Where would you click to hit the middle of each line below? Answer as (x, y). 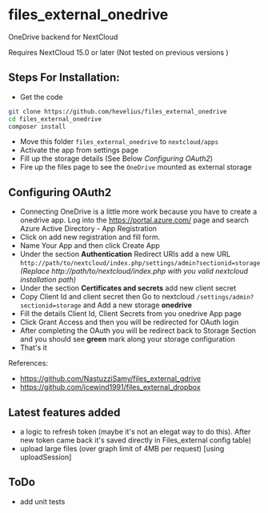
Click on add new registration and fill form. (90, 237)
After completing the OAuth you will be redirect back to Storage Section (138, 331)
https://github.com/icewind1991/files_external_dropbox (110, 387)
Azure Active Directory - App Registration (88, 229)
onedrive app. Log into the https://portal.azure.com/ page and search (134, 220)
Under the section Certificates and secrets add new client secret (128, 288)
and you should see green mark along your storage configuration (128, 339)
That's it (34, 348)
